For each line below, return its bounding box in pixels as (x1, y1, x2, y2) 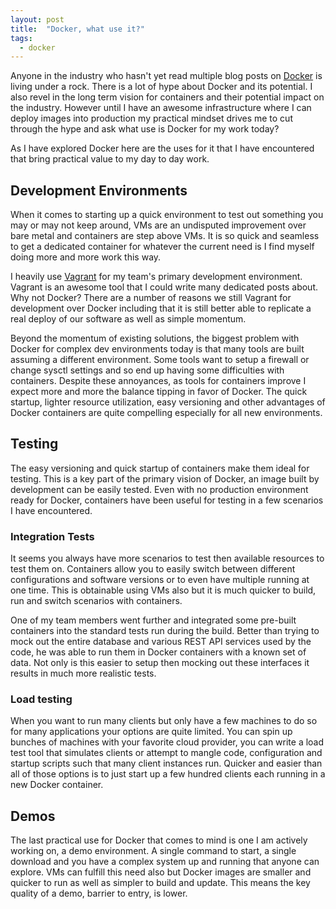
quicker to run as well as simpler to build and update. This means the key (10, 877, 311, 889)
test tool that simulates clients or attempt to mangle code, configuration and (10, 747, 323, 759)
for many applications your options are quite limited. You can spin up (10, 726, 293, 738)
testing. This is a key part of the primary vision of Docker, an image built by (10, 472, 320, 485)
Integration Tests (10, 529, 95, 543)
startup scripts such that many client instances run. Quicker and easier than (10, 757, 323, 770)
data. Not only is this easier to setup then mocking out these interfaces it (10, 657, 310, 669)
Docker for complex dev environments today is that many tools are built (10, 343, 305, 355)
